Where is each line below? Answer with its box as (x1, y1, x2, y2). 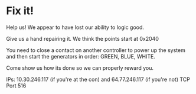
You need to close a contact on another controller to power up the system (6, 46, 186, 54)
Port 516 (6, 82, 27, 89)
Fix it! (6, 4, 34, 18)
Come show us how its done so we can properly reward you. (6, 64, 153, 72)
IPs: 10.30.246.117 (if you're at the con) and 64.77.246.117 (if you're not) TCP (6, 76, 191, 83)
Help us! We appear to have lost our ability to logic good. (6, 24, 145, 31)
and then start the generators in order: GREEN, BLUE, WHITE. (6, 53, 155, 60)
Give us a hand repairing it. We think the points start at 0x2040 (6, 35, 159, 42)
